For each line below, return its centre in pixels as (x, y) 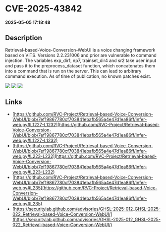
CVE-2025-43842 (44, 9)
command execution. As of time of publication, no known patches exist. (78, 76)
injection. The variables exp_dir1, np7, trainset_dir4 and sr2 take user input (81, 60)
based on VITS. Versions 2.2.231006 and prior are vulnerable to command (81, 55)
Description (24, 38)
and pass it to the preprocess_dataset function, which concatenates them (80, 65)
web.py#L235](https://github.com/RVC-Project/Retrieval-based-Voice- (85, 188)
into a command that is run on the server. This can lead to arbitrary (73, 71)
